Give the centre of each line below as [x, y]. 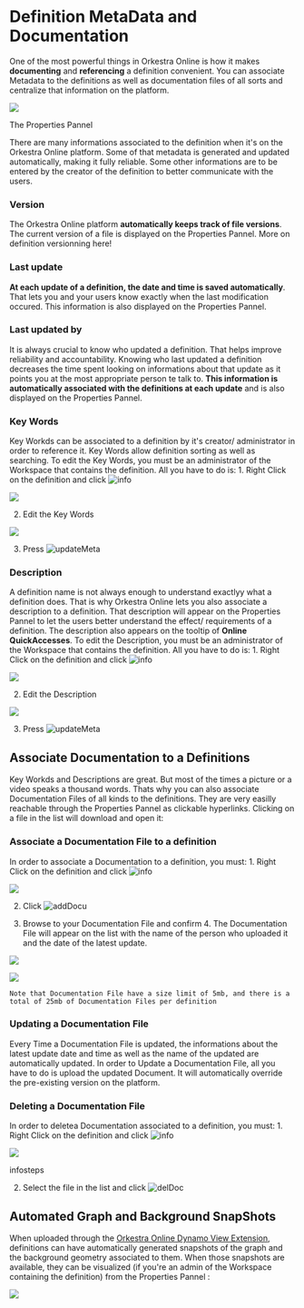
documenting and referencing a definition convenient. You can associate [147, 71]
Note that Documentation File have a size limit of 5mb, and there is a [150, 993]
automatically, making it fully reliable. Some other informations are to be [144, 162]
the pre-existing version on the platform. [85, 1082]
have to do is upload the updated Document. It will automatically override [146, 1073]
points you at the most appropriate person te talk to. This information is [144, 378]
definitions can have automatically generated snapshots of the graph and [146, 1247]
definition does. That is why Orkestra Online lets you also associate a [138, 602]
